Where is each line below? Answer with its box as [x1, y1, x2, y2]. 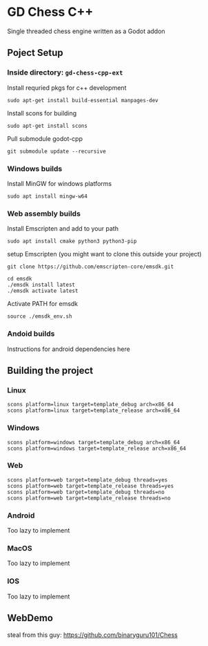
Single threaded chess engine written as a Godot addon [7, 27, 165, 35]
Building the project [7, 364, 94, 377]
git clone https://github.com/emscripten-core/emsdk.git [7, 263, 174, 270]
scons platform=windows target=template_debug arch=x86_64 [7, 439, 180, 446]
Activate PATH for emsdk [7, 300, 79, 308]
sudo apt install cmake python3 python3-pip [7, 238, 137, 245]
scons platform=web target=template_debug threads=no [7, 488, 165, 495]
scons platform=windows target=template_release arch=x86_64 [7, 445, 187, 452]
